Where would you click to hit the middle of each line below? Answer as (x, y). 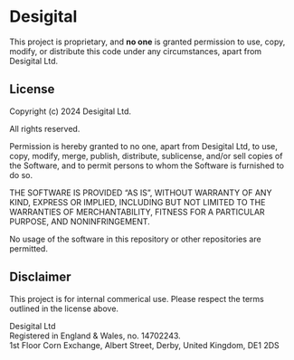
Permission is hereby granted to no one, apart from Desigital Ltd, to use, (144, 146)
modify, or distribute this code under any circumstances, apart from (136, 51)
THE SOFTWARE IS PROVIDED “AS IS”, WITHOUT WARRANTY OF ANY (141, 193)
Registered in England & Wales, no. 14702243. (95, 336)
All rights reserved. (45, 128)
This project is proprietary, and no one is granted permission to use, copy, (147, 42)
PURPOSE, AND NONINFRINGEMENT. (80, 221)
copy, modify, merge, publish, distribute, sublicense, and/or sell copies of (146, 156)
